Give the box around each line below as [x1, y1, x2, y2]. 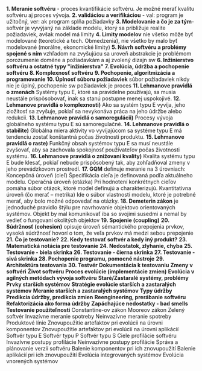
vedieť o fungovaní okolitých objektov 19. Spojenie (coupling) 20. [6, 217, 170, 224]
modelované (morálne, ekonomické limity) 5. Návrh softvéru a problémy [6, 43, 187, 51]
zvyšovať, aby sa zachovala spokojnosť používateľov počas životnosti [6, 146, 180, 153]
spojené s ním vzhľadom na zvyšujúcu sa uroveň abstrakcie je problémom [6, 50, 192, 57]
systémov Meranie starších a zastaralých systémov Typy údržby [6, 287, 172, 294]
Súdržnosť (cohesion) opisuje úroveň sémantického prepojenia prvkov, [6, 223, 185, 230]
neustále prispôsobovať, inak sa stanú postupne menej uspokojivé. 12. [6, 95, 181, 102]
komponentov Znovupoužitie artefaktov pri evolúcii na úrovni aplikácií [6, 326, 179, 332]
